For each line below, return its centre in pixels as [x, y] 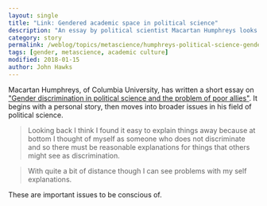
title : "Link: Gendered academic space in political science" [113, 23]
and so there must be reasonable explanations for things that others [139, 147]
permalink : [26, 45]
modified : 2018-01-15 [44, 60]
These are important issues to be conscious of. [85, 194]
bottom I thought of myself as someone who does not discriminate [136, 139]
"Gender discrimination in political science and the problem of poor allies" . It [133, 98]
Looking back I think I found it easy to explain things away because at [141, 130]
